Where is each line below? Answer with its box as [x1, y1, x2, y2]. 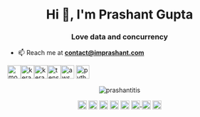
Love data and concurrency [70, 32, 169, 42]
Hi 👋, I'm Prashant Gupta [46, 6, 194, 23]
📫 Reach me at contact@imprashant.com [17, 49, 144, 57]
